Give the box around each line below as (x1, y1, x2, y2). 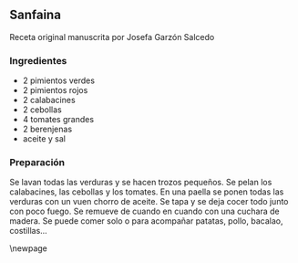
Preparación (9, 156, 66, 169)
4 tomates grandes (22, 114, 94, 125)
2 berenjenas (22, 123, 73, 135)
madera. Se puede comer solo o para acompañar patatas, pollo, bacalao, (9, 216, 283, 226)
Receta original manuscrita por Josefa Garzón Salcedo (9, 31, 215, 42)
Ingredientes (9, 54, 67, 67)
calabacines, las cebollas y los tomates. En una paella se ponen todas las (9, 186, 284, 197)
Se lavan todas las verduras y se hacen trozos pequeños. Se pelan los (9, 177, 272, 188)
